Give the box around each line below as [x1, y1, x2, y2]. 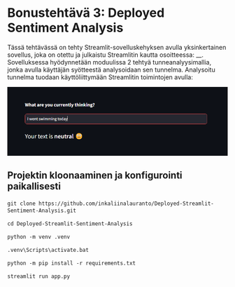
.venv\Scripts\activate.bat [7, 246, 90, 253]
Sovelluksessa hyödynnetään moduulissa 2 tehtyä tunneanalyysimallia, [7, 58, 212, 66]
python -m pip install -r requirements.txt [7, 260, 136, 267]
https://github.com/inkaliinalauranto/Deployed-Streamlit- [38, 200, 215, 207]
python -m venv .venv [7, 233, 71, 240]
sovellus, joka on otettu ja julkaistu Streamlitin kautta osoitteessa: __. [7, 51, 204, 59]
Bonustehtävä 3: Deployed [7, 5, 165, 21]
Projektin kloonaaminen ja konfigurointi [7, 170, 183, 182]
